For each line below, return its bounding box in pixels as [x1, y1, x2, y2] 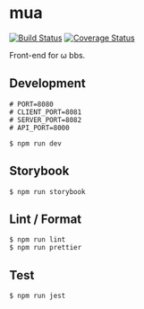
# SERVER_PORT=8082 [9, 115, 82, 124]
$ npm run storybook [9, 187, 87, 196]
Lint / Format [9, 211, 82, 226]
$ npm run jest [9, 291, 66, 301]
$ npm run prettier [9, 243, 82, 252]
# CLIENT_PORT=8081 [9, 107, 82, 117]
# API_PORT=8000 [9, 123, 70, 132]
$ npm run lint [9, 235, 66, 244]
